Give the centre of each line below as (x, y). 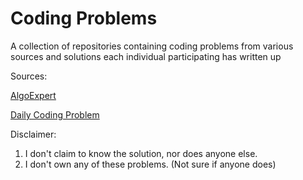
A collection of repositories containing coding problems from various (152, 46)
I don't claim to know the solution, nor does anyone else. (141, 153)
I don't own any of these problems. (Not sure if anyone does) (150, 164)
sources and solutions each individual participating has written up (146, 56)
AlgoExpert (33, 95)
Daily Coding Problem (55, 114)
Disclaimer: (33, 134)
